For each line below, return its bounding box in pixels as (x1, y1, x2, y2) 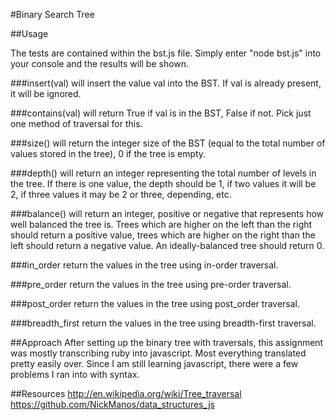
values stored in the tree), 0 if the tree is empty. (10, 148, 207, 159)
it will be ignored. (10, 88, 82, 99)
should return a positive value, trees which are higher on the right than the (10, 229, 316, 241)
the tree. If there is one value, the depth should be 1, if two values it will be (10, 178, 317, 189)
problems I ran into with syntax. (10, 369, 140, 380)
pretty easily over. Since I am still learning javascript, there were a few (10, 358, 299, 369)
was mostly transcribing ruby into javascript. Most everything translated (10, 347, 307, 359)
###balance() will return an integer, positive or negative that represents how (10, 208, 325, 219)
